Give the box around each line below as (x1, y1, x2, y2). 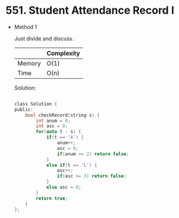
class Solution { (14, 101, 58, 107)
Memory (17, 59, 41, 67)
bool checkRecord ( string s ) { (25, 112, 100, 118)
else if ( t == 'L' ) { (46, 162, 98, 168)
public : (14, 106, 33, 112)
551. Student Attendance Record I (5, 4, 175, 17)
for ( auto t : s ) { (36, 129, 81, 135)
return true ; (36, 195, 68, 201)
